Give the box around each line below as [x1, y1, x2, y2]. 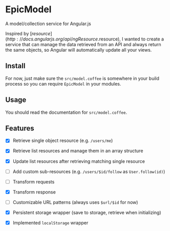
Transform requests [12, 178, 55, 185]
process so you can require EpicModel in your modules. [5, 80, 121, 87]
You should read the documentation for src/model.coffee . [5, 109, 127, 115]
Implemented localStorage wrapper [12, 219, 89, 226]
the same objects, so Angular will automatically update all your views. [5, 47, 152, 53]
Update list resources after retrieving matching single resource [12, 158, 145, 164]
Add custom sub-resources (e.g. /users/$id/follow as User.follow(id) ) [12, 168, 165, 175]
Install [5, 61, 26, 70]
